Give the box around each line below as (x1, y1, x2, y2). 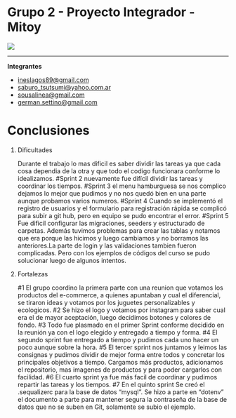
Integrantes (7, 62, 42, 70)
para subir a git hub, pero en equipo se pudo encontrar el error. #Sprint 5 (17, 211, 229, 220)
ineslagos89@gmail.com (17, 75, 89, 84)
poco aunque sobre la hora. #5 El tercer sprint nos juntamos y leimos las (17, 343, 228, 351)
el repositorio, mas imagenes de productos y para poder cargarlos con (17, 365, 223, 374)
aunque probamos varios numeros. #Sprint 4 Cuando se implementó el (17, 196, 223, 205)
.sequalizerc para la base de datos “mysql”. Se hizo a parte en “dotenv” (17, 387, 224, 396)
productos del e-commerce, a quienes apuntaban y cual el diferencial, (17, 290, 221, 299)
